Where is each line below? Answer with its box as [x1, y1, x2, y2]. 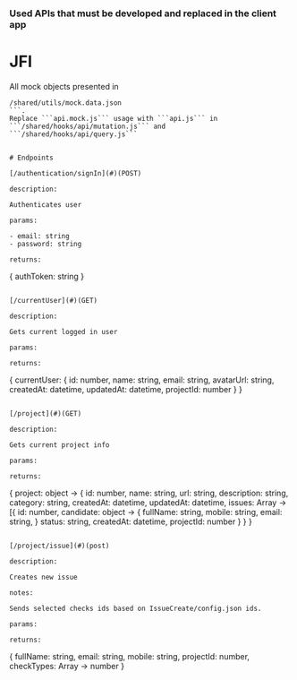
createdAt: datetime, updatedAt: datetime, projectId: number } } [9, 383, 243, 394]
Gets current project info [9, 440, 110, 450]
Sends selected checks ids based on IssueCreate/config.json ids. [9, 604, 262, 613]
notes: [9, 588, 34, 598]
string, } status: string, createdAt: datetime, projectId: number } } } [9, 516, 252, 527]
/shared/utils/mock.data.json [9, 98, 123, 108]
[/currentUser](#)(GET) [9, 296, 98, 305]
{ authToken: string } [9, 271, 85, 281]
